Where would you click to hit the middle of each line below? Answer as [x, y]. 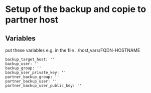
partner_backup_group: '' [32, 77]
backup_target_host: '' [30, 59]
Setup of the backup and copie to [76, 9]
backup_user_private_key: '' [36, 72]
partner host [32, 20]
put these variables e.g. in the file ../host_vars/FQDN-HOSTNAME [73, 50]
